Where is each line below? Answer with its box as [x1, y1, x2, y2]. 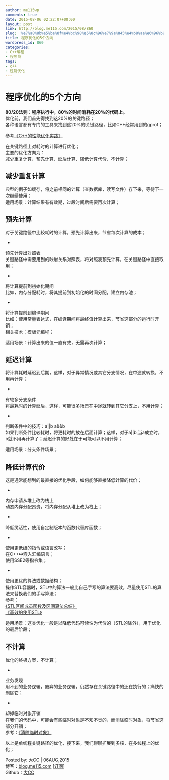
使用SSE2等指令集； [5, 557, 47, 563]
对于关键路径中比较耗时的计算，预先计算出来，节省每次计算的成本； [5, 229, 146, 235]
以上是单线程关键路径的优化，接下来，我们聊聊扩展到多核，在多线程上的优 [5, 740, 159, 746]
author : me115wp [5, 7, 39, 13]
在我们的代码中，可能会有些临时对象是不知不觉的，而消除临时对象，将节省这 [5, 717, 164, 723]
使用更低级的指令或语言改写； [5, 545, 67, 551]
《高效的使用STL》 [5, 609, 42, 615]
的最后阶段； [5, 626, 32, 632]
